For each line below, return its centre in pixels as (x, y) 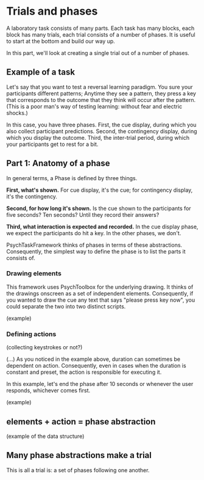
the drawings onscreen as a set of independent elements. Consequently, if (100, 293)
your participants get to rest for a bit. (52, 144)
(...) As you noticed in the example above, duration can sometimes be (93, 359)
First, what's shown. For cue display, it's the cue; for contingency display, (100, 190)
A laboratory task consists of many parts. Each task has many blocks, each (100, 28)
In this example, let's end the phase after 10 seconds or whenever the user (100, 384)
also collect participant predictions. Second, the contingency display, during (102, 131)
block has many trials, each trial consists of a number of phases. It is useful (101, 34)
